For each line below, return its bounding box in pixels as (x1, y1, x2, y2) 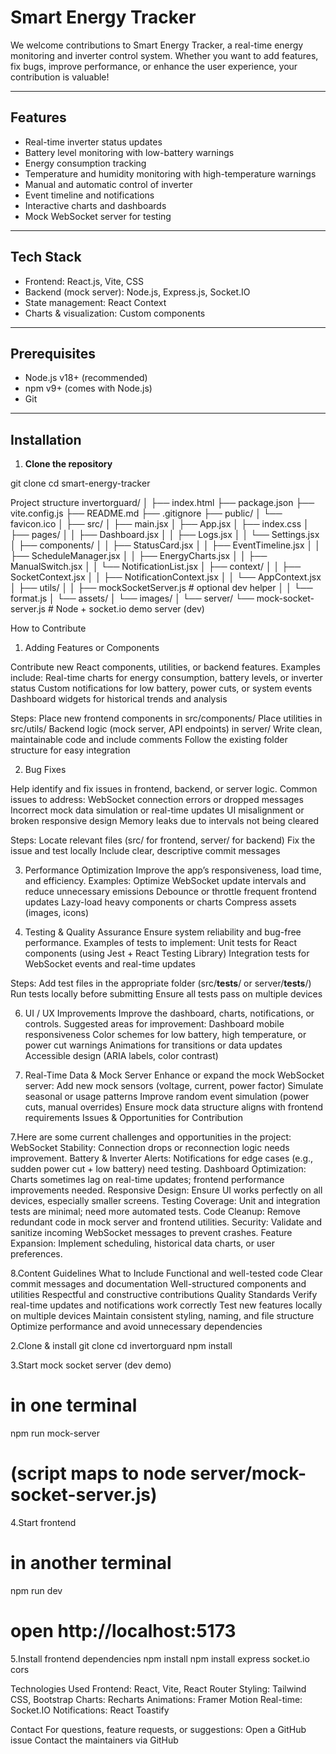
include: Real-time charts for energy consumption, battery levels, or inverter (10, 672, 323, 684)
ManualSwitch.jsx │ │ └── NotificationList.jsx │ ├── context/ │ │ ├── (10, 561, 302, 573)
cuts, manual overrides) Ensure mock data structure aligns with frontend (24, 1101, 324, 1113)
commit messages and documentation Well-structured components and (10, 1278, 307, 1290)
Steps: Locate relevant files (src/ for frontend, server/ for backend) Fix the (10, 834, 316, 846)
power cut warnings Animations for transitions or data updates (24, 1039, 283, 1051)
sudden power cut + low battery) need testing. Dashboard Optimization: (10, 1163, 307, 1175)
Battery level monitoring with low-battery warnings (24, 146, 235, 158)
